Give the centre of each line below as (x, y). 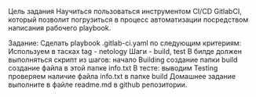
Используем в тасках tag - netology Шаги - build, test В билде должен (125, 51)
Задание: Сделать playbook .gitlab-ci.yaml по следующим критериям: (125, 43)
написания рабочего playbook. (60, 28)
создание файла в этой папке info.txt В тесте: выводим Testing (113, 68)
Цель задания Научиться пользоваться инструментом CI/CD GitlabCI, (125, 11)
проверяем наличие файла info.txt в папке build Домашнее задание (122, 76)
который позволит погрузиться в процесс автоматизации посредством (128, 20)
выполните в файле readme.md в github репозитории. (98, 84)
